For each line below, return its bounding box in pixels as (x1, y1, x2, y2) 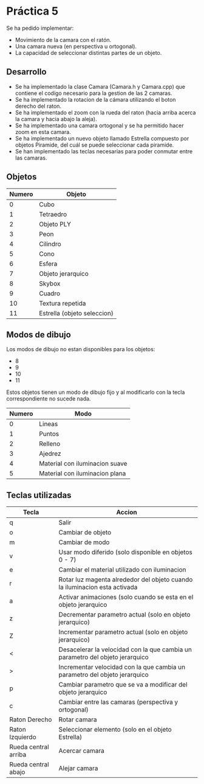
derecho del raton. (15, 102, 62, 110)
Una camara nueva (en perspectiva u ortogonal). (15, 43, 137, 50)
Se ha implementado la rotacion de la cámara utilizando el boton (15, 96, 176, 103)
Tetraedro (39, 210, 67, 219)
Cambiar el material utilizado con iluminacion (58, 565, 186, 574)
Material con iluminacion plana (39, 469, 126, 478)
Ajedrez (39, 449, 61, 458)
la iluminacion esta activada (58, 583, 138, 592)
